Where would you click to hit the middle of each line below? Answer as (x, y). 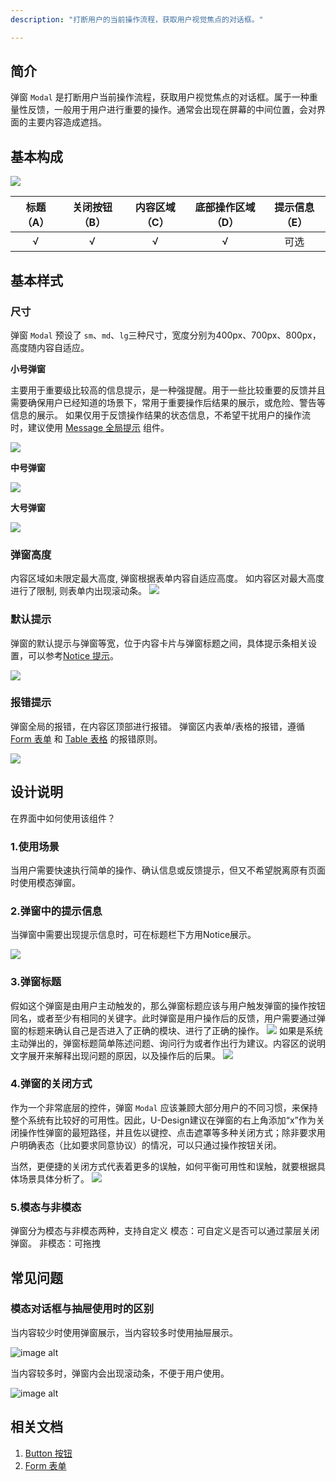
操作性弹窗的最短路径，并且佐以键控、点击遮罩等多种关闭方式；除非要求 (167, 1132)
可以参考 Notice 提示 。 (73, 655)
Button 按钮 (48, 1453)
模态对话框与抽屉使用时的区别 (82, 1309)
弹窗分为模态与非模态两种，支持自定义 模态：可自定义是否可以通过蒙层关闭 (165, 1231)
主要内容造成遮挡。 (67, 122)
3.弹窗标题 (36, 982)
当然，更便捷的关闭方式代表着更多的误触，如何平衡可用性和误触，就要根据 (163, 1166)
